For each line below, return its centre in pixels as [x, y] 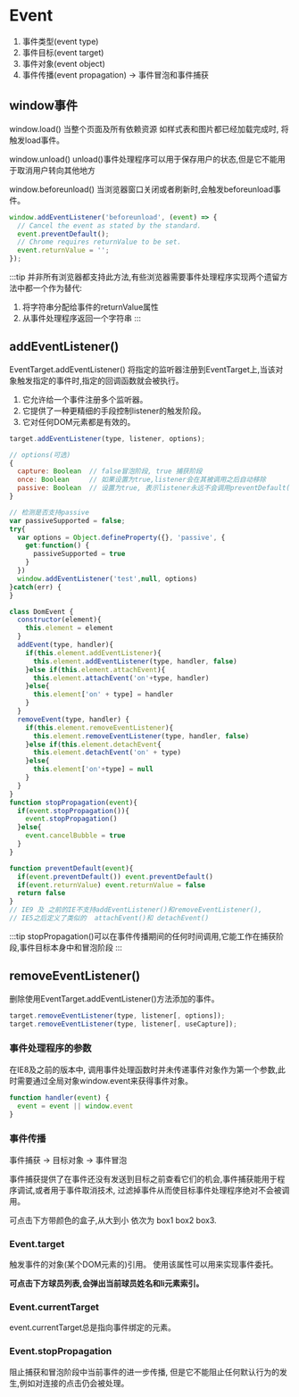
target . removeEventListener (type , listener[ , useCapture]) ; [124, 1024]
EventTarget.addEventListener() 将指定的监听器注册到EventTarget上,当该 [142, 369]
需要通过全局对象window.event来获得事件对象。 [105, 1080]
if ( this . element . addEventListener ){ [94, 653]
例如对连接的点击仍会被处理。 [74, 1383]
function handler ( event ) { [59, 1098]
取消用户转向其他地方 [56, 170]
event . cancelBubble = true [75, 836]
